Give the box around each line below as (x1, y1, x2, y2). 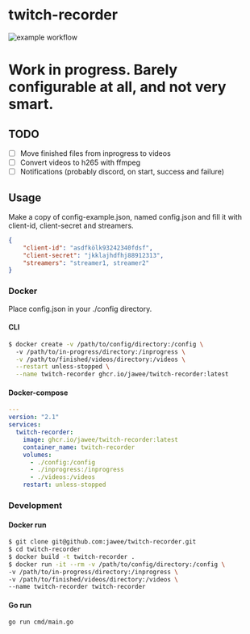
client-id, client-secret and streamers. (8, 220, 135, 230)
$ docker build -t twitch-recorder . (8, 552, 135, 561)
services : (8, 421, 42, 429)
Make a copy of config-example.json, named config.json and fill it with (8, 212, 243, 221)
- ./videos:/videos (29, 473, 95, 481)
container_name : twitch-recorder (23, 443, 135, 451)
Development (8, 499, 63, 510)
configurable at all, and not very (8, 78, 227, 96)
